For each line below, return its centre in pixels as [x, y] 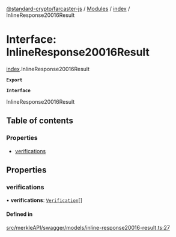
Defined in [20, 214]
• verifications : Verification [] [44, 200]
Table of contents [40, 121]
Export [14, 80]
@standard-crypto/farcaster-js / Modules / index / [68, 9]
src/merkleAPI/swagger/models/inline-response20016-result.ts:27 [88, 227]
